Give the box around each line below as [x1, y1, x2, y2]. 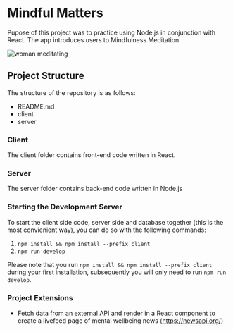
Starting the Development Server [7, 202, 123, 212]
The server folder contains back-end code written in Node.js [7, 185, 183, 193]
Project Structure [7, 70, 84, 82]
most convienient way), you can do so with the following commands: [7, 226, 206, 234]
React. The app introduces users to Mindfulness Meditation [7, 35, 180, 44]
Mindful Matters [7, 5, 103, 21]
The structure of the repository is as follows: [7, 88, 136, 97]
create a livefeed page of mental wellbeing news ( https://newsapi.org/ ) [17, 316, 224, 325]
